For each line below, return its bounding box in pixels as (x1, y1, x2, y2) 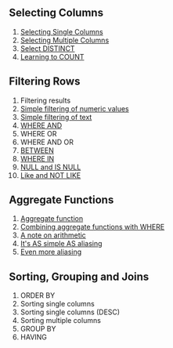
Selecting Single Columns (20, 27, 104, 36)
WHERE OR (20, 129, 57, 138)
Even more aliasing (20, 247, 82, 257)
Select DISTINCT (20, 43, 75, 53)
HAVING (20, 332, 48, 342)
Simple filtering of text (20, 112, 92, 121)
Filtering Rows (9, 74, 81, 89)
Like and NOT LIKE (20, 170, 81, 179)
